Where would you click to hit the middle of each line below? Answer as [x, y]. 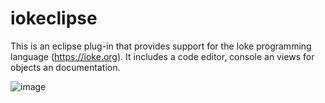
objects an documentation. [65, 67]
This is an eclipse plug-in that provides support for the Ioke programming [161, 46]
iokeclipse [54, 18]
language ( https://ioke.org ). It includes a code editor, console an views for [162, 56]
